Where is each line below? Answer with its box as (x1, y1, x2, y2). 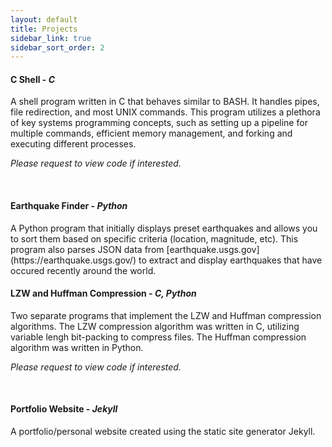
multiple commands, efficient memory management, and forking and (10, 127, 293, 140)
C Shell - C (10, 73, 56, 85)
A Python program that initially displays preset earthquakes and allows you (10, 222, 318, 234)
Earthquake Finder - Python (10, 200, 128, 212)
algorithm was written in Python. (10, 341, 144, 353)
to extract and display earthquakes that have (138, 254, 323, 266)
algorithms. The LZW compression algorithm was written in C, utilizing (10, 320, 300, 332)
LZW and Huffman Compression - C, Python (10, 287, 197, 300)
